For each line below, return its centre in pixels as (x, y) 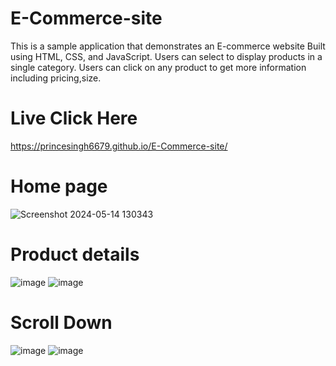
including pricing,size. (56, 78)
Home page (59, 186)
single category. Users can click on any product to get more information (158, 67)
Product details (75, 254)
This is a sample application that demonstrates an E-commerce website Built (168, 46)
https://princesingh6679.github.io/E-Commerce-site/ (119, 146)
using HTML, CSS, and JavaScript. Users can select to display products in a (166, 56)
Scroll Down (61, 322)
